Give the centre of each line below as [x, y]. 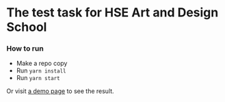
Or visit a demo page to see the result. [60, 91]
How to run [25, 49]
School [27, 27]
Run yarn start [38, 78]
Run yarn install [41, 71]
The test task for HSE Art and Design [112, 13]
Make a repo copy [42, 64]
